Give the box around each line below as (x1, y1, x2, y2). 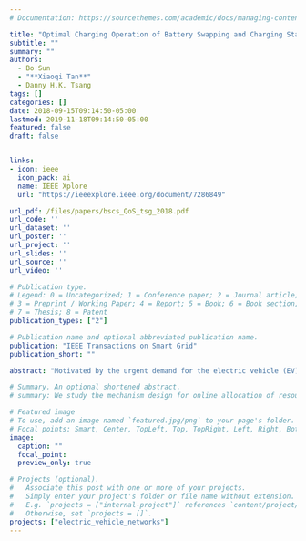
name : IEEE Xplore (17, 182, 88, 191)
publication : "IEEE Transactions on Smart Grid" (9, 341, 198, 350)
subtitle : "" (9, 38, 59, 47)
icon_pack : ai (17, 172, 71, 182)
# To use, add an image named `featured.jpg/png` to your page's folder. (9, 416, 296, 425)
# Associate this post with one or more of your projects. (9, 484, 247, 493)
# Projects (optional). (9, 475, 100, 484)
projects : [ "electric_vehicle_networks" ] (9, 517, 169, 526)
